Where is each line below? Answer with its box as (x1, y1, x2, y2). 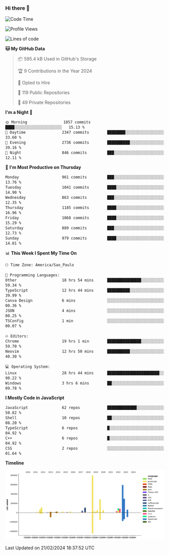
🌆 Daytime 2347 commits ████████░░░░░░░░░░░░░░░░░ (5, 130, 164, 135)
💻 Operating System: (5, 364, 51, 369)
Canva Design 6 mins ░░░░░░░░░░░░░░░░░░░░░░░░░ (5, 298, 164, 303)
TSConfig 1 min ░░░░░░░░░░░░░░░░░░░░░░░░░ (5, 318, 164, 324)
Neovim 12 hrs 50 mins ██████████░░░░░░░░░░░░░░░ (5, 349, 164, 354)
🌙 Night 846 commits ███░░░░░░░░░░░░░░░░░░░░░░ (5, 150, 164, 156)
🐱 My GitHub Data (5, 46, 46, 52)
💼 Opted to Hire (17, 80, 51, 86)
